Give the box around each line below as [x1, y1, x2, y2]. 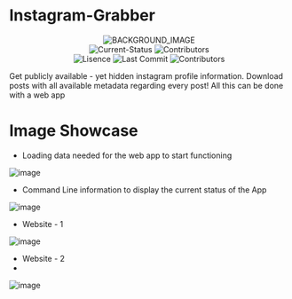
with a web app [9, 90, 66, 100]
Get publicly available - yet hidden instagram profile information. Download [9, 70, 284, 81]
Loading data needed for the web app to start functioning [21, 150, 233, 161]
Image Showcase [9, 121, 139, 141]
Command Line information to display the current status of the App [21, 184, 267, 195]
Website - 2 [21, 253, 65, 264]
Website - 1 [21, 218, 64, 229]
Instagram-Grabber [9, 5, 155, 26]
